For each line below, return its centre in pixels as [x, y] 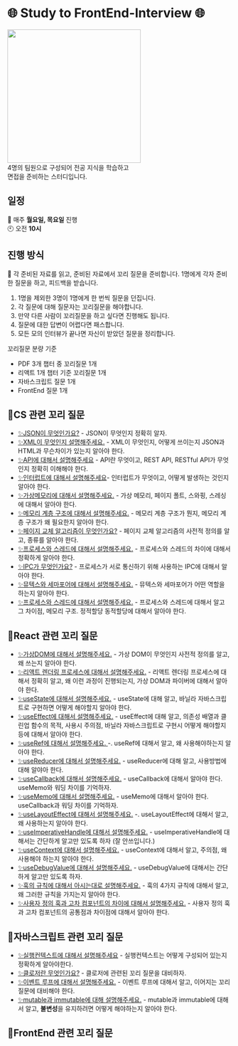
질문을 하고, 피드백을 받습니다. [56, 282]
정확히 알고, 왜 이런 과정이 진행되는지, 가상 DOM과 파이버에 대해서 [123, 681]
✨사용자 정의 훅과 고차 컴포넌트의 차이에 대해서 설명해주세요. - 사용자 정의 [120, 903]
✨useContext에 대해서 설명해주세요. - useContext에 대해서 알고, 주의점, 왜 [122, 850]
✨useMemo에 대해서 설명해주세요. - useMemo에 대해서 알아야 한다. [113, 797]
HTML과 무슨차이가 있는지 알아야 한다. [71, 451]
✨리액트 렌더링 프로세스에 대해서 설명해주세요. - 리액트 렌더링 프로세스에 [118, 672]
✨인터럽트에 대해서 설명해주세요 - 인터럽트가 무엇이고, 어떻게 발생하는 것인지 [123, 477]
